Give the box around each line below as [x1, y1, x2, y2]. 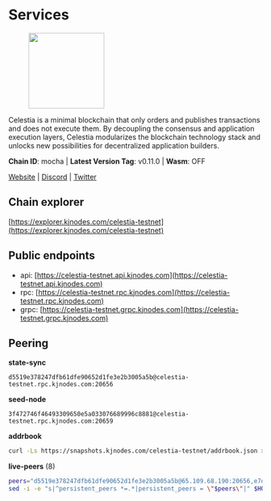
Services [8, 6, 70, 24]
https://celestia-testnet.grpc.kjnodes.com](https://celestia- [42, 304, 240, 314]
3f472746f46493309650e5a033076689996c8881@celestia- [8, 410, 190, 419]
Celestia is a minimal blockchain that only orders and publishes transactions [8, 115, 261, 124]
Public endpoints [8, 248, 95, 263]
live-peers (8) [8, 461, 56, 471]
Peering [8, 336, 49, 350]
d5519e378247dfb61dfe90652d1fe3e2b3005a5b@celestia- [8, 374, 190, 382]
